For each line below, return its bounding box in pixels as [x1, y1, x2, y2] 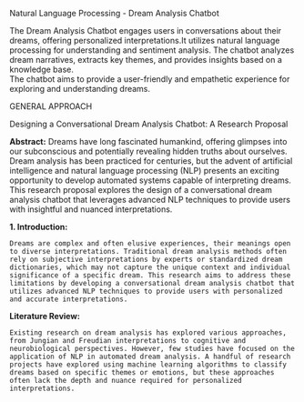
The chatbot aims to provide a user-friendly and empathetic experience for [9, 74, 290, 85]
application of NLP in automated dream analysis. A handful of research [9, 352, 291, 361]
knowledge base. [9, 64, 75, 75]
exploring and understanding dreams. [9, 84, 151, 94]
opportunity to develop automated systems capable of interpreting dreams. [9, 175, 291, 186]
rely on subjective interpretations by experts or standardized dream [9, 255, 283, 264]
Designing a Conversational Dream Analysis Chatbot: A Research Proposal [9, 118, 289, 129]
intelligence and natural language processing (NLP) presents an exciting [9, 166, 280, 176]
